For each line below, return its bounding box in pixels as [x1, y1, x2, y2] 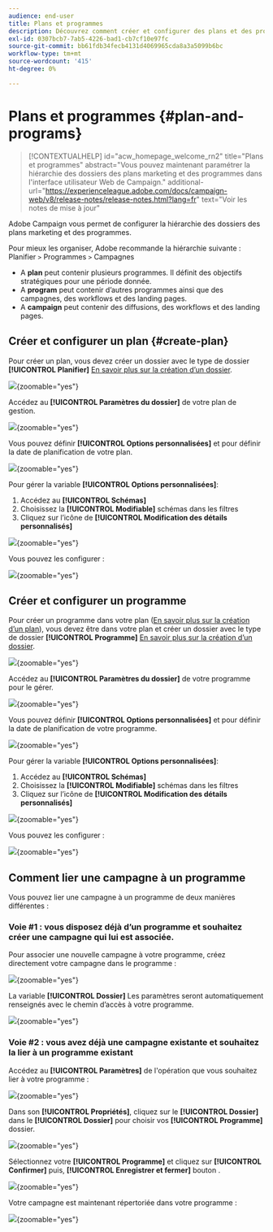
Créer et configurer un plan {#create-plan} [8, 334, 229, 348]
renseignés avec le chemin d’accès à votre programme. [8, 999, 194, 1009]
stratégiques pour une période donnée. [19, 276, 152, 285]
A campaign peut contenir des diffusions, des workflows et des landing [19, 302, 261, 311]
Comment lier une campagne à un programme [8, 871, 246, 885]
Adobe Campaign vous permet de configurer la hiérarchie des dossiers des [8, 219, 261, 229]
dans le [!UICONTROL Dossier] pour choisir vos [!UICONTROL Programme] [8, 1115, 263, 1125]
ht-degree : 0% [8, 65, 57, 73]
